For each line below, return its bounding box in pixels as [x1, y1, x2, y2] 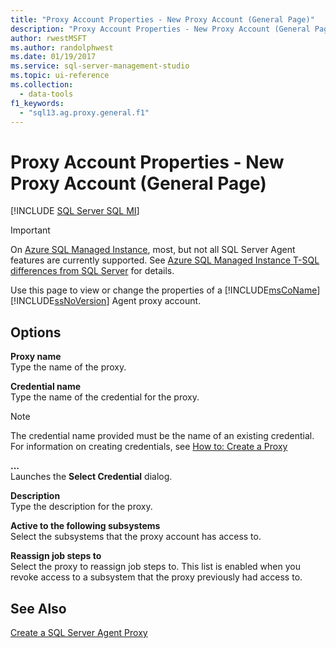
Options [10, 324, 62, 341]
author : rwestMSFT [10, 33, 87, 43]
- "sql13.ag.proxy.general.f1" [19, 107, 150, 118]
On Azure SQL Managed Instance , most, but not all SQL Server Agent [10, 244, 296, 256]
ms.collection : [10, 80, 74, 90]
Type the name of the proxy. [10, 361, 127, 373]
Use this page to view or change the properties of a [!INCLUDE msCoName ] [10, 284, 321, 296]
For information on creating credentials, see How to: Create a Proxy [10, 441, 288, 453]
